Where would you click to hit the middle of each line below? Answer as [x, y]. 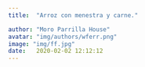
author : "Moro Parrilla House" [59, 29]
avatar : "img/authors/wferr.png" [63, 37]
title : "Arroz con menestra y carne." [73, 15]
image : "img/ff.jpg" [42, 44]
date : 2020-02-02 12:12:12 [56, 51]
